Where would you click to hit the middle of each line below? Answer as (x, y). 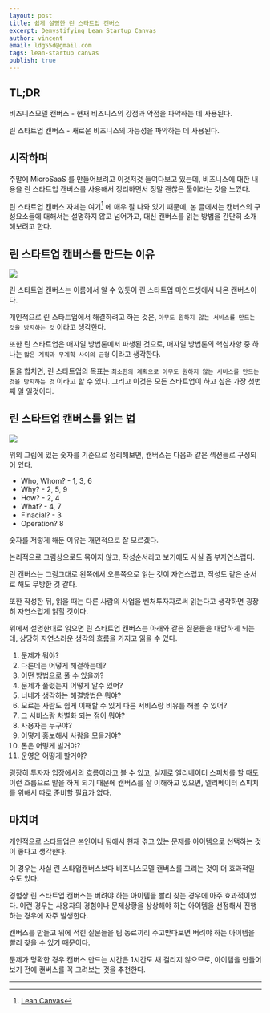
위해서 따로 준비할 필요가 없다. (64, 792)
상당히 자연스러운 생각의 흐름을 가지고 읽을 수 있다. (99, 638)
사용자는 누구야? (46, 725)
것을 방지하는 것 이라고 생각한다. (58, 326)
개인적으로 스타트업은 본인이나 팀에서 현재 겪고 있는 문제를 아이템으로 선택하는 (131, 841)
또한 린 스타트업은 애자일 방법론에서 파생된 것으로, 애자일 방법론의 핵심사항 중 (130, 344)
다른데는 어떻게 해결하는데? (63, 665)
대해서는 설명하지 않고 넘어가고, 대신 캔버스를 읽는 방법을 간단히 (143, 217)
